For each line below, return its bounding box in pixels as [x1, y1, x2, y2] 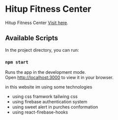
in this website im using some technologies [5, 84, 92, 90]
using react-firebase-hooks [12, 109, 68, 115]
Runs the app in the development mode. [5, 69, 86, 75]
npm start [5, 59, 29, 65]
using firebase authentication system [12, 99, 88, 105]
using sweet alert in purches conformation [12, 104, 98, 110]
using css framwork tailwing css [12, 93, 78, 99]
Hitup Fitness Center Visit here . [5, 20, 69, 26]
